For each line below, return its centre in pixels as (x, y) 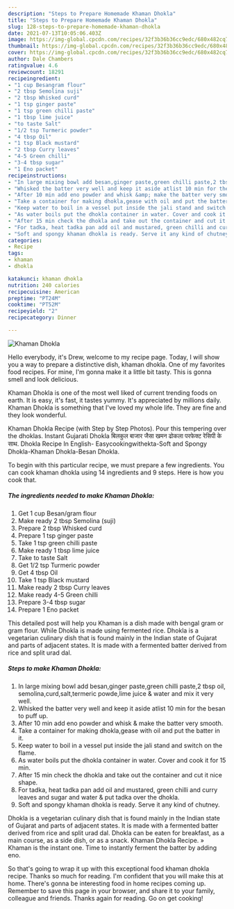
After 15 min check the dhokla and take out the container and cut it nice (120, 775)
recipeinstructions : (38, 176)
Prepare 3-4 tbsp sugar (52, 602)
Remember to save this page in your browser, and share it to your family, (111, 891)
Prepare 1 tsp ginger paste (56, 535)
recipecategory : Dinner (42, 318)
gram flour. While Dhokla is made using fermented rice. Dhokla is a (103, 630)
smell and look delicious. (43, 379)
